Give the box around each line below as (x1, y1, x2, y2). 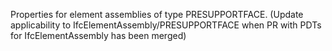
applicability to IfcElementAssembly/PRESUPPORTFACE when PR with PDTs (10, 19, 322, 31)
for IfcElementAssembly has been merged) (10, 30, 187, 41)
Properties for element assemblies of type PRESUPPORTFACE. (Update (10, 9, 304, 20)
